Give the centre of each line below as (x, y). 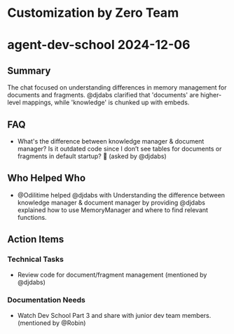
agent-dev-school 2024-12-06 (99, 45)
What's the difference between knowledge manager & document (111, 141)
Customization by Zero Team (93, 13)
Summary (29, 70)
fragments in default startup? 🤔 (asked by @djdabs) (92, 156)
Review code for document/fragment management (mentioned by (112, 274)
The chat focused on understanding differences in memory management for (117, 88)
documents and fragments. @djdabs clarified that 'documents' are (103, 95)
